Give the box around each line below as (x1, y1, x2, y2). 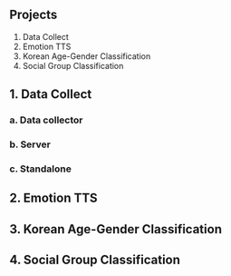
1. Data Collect (9, 86, 92, 103)
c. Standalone (9, 163, 72, 175)
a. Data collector (9, 113, 83, 126)
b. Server (9, 138, 52, 151)
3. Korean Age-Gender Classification (9, 222, 222, 237)
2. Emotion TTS (9, 191, 98, 206)
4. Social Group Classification (9, 252, 181, 268)
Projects (9, 7, 58, 23)
